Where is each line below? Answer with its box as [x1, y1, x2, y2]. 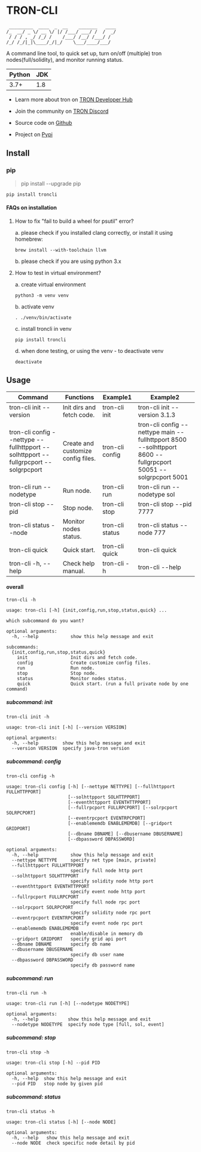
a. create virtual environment [14, 280, 86, 288]
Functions [65, 393, 95, 401]
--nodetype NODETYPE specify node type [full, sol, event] [11, 1021, 165, 1027]
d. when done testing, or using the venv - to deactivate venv [14, 347, 164, 354]
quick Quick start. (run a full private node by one [17, 681, 188, 687]
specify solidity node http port [70, 878, 154, 884]
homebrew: [14, 235, 43, 243]
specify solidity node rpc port [70, 909, 151, 915]
